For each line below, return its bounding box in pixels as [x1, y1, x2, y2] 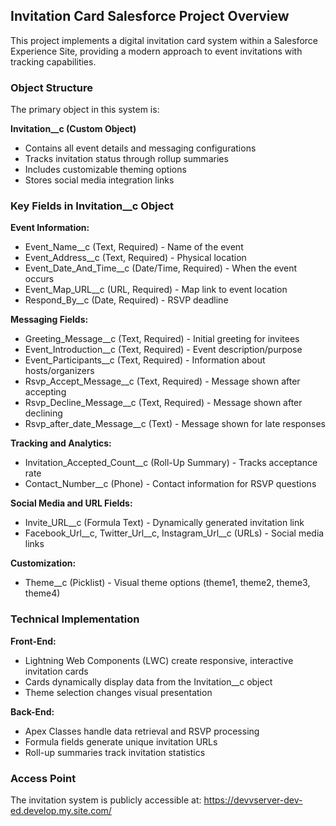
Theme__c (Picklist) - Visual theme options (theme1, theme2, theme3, [24, 577, 311, 589]
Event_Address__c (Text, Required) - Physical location [24, 252, 247, 264]
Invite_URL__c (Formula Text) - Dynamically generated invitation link [24, 517, 305, 529]
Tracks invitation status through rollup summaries [24, 153, 229, 165]
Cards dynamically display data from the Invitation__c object [24, 675, 273, 688]
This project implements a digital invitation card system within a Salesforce [10, 34, 318, 46]
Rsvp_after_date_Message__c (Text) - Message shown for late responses [24, 418, 327, 430]
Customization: [10, 557, 77, 569]
